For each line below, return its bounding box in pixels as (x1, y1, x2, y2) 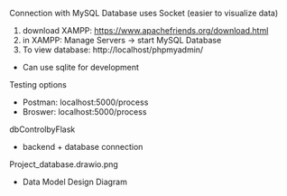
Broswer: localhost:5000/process (22, 107, 147, 117)
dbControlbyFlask (9, 124, 76, 135)
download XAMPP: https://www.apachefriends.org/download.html (22, 25, 269, 35)
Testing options (9, 79, 68, 89)
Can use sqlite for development (22, 62, 140, 72)
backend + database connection (22, 142, 143, 152)
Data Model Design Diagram (22, 176, 128, 187)
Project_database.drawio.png (9, 159, 119, 170)
